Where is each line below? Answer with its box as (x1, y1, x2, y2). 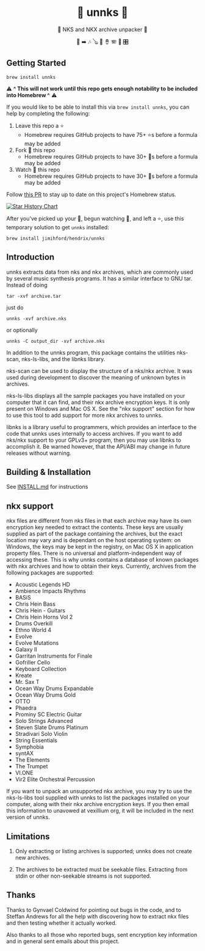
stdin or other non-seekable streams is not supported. (15, 872, 151, 879)
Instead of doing (6, 281, 48, 288)
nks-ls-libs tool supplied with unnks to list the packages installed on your (6, 794, 190, 801)
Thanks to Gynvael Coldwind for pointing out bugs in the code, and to (6, 906, 181, 913)
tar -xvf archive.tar (6, 293, 62, 299)
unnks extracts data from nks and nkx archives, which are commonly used (6, 268, 193, 276)
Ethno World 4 (15, 626, 52, 634)
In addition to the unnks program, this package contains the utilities (6, 348, 176, 356)
